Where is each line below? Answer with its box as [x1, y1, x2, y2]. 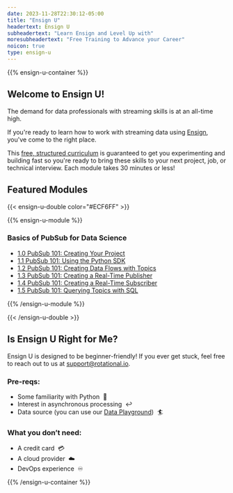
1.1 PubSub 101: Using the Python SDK [17, 256, 126, 265]
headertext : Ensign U [7, 23, 70, 30]
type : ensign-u [7, 50, 51, 56]
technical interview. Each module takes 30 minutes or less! [7, 163, 175, 172]
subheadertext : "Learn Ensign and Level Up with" [7, 29, 154, 37]
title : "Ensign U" [7, 17, 61, 24]
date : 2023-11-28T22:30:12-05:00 [7, 10, 104, 17]
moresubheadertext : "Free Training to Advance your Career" [7, 36, 186, 43]
